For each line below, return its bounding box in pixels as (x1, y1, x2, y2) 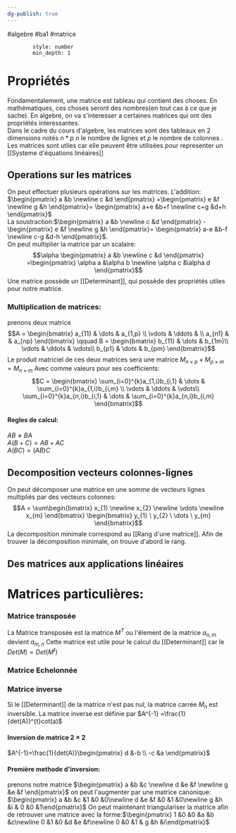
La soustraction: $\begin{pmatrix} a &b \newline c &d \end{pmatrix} (7, 218, 202, 226)
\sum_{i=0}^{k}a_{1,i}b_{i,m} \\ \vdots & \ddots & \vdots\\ (37, 385, 200, 393)
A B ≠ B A (7, 431, 33, 440)
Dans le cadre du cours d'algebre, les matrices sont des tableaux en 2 (7, 126, 211, 135)
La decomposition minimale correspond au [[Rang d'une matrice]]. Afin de (7, 530, 223, 538)
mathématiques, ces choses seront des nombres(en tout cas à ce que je (7, 104, 217, 112)
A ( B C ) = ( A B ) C (7, 446, 51, 455)
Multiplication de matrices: (7, 302, 102, 312)
